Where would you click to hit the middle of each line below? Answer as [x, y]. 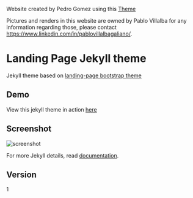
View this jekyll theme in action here [52, 109]
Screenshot [29, 129]
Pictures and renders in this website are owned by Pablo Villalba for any [97, 21]
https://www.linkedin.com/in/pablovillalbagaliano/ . [69, 34]
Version [21, 174]
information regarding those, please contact [62, 27]
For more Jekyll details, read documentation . [63, 155]
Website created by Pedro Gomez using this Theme [71, 9]
